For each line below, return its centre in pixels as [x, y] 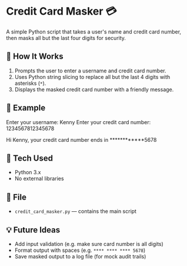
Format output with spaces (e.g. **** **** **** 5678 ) [80, 250]
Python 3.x [28, 172]
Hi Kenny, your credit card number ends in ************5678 [81, 139]
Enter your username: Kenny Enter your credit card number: [79, 122]
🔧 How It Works [35, 56]
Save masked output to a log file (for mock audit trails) [80, 256]
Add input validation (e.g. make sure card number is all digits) [89, 244]
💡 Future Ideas [33, 230]
